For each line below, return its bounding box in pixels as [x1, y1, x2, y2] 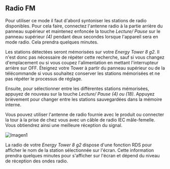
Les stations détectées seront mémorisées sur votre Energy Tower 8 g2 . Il [5, 49, 160, 55]
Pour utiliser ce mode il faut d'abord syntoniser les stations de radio [5, 17, 147, 23]
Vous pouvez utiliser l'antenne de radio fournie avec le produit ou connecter [5, 111, 164, 117]
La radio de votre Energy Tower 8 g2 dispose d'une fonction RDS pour [5, 142, 152, 148]
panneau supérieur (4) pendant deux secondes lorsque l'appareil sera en [5, 33, 158, 39]
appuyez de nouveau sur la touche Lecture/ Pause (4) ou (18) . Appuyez [5, 91, 155, 97]
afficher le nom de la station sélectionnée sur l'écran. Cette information [5, 147, 154, 153]
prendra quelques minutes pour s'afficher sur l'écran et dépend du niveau [5, 152, 160, 158]
